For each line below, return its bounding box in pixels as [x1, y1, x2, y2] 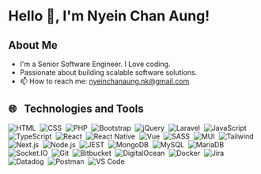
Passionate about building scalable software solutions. [19, 68, 198, 77]
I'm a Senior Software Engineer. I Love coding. [19, 59, 171, 68]
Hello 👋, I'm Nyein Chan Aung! [8, 7, 210, 25]
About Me [8, 39, 58, 52]
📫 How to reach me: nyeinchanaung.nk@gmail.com [19, 76, 190, 86]
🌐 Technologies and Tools [8, 102, 144, 116]
